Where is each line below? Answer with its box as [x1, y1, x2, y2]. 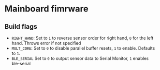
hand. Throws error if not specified [11, 40, 81, 46]
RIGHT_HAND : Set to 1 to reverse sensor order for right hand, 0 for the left [11, 35, 154, 41]
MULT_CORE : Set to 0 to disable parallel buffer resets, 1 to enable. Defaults [11, 46, 155, 51]
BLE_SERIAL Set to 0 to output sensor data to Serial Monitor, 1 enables [11, 56, 149, 61]
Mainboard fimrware [4, 3, 89, 14]
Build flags [4, 23, 37, 31]
